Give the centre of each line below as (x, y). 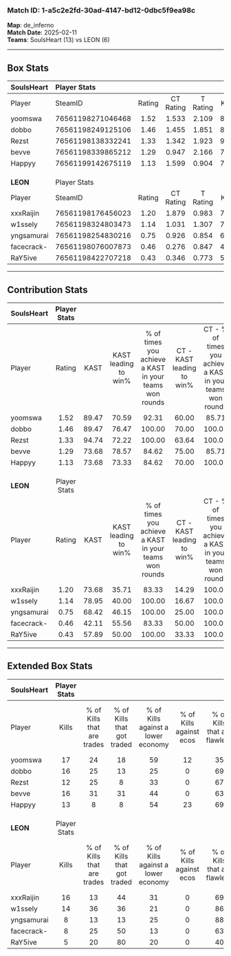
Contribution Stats (47, 290)
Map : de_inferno (31, 25)
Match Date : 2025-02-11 (42, 32)
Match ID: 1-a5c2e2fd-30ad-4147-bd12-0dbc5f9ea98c (101, 10)
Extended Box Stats (50, 666)
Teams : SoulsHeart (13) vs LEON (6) (58, 40)
